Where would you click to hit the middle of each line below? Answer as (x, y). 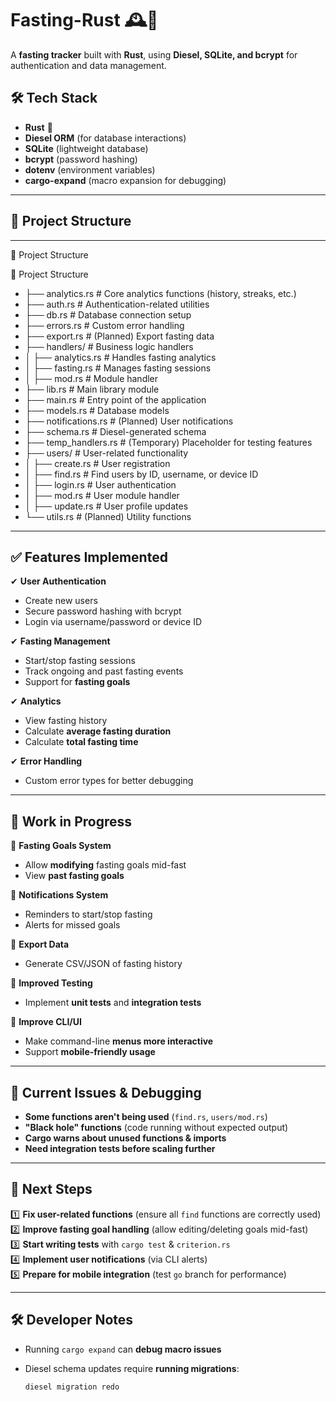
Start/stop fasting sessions (80, 661)
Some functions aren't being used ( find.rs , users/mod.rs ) (146, 1116)
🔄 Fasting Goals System (61, 846)
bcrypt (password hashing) (81, 159)
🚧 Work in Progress (71, 821)
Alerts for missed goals (72, 925)
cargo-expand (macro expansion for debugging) (125, 180)
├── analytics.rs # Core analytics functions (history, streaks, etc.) (160, 293)
